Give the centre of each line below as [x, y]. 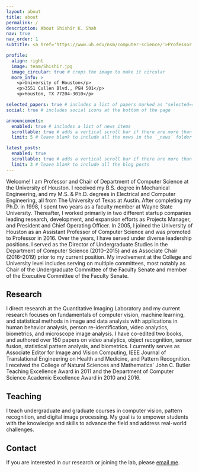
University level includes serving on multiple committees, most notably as [96, 263]
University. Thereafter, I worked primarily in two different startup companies [99, 213]
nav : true [18, 34]
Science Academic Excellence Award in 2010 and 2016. [73, 378]
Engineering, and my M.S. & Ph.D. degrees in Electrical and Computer [91, 194]
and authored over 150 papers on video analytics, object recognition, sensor [99, 340]
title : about [22, 17]
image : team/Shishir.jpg [42, 66]
